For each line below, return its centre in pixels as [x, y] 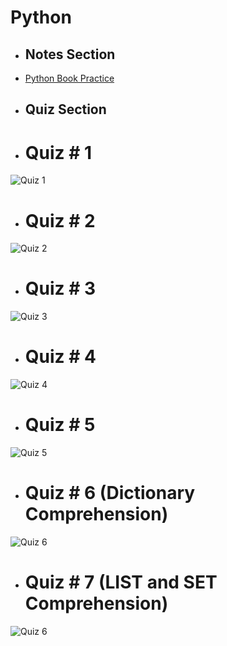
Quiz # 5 [60, 425]
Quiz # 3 [60, 288]
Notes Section [70, 54]
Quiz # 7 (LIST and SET [121, 582]
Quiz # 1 [58, 152]
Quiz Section [65, 109]
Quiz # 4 [60, 357]
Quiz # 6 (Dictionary [110, 493]
